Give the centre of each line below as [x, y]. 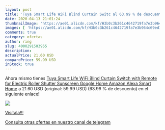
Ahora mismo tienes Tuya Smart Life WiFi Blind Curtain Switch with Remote [81, 78]
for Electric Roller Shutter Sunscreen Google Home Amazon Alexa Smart [78, 83]
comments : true [21, 32]
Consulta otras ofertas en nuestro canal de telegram [58, 122]
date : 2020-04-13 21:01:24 [33, 19]
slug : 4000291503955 [26, 46]
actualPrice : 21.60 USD [29, 55]
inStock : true [20, 64]
